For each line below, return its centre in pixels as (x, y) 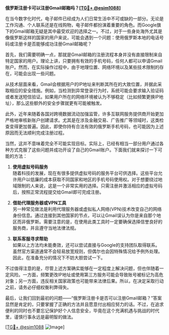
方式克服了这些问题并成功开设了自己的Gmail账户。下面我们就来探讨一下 (84, 150)
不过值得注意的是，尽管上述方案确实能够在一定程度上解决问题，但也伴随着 (82, 268)
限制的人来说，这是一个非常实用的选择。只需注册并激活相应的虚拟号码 (90, 186)
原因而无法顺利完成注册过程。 (36, 133)
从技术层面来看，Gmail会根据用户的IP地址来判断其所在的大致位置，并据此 (81, 84)
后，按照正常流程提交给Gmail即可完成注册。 (58, 192)
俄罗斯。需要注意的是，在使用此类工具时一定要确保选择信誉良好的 (94, 222)
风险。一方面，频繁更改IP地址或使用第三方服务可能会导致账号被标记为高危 (86, 275)
